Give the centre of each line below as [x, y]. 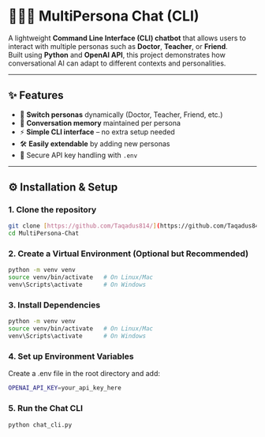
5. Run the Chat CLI [46, 409]
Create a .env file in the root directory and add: [84, 374]
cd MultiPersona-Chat [44, 234]
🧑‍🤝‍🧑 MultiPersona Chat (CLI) [104, 16]
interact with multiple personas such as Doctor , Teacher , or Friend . [118, 46]
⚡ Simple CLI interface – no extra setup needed [97, 132]
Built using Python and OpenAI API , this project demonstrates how [117, 55]
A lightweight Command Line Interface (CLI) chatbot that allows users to [127, 38]
